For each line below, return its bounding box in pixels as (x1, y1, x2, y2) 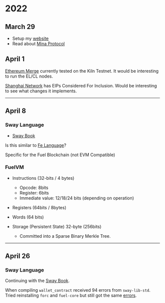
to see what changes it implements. (5, 88, 77, 94)
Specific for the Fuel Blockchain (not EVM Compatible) (5, 152, 115, 158)
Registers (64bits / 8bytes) (12, 204, 67, 210)
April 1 (5, 55, 25, 63)
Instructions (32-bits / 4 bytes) (12, 175, 75, 181)
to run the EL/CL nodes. (5, 73, 53, 79)
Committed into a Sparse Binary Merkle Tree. (19, 233, 111, 239)
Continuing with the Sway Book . (5, 278, 70, 284)
